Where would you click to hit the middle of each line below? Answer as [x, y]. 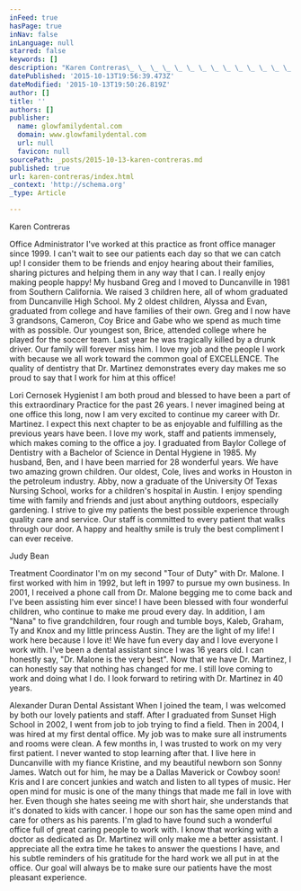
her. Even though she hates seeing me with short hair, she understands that [149, 801]
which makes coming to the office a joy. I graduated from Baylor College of [148, 443]
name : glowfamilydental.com [70, 127]
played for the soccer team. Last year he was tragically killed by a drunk [142, 339]
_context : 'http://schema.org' [68, 185]
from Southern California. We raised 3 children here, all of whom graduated [149, 292]
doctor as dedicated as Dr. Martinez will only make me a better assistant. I [146, 839]
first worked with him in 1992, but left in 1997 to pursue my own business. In [150, 583]
